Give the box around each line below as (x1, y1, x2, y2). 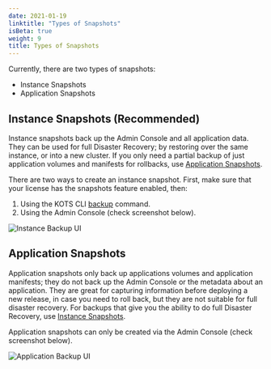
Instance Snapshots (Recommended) (8, 112, 201, 125)
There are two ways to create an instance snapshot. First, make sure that (8, 175, 252, 184)
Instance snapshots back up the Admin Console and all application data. (8, 133, 249, 142)
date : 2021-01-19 (8, 11, 67, 20)
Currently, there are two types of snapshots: (8, 64, 156, 74)
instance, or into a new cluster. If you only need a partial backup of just (8, 151, 245, 160)
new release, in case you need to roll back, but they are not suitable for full (8, 294, 257, 303)
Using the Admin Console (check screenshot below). (19, 207, 197, 217)
